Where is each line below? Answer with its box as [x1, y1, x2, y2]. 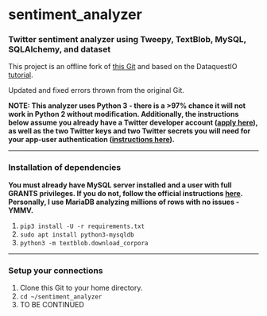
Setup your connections [8, 264, 103, 276]
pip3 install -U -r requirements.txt [19, 222, 145, 230]
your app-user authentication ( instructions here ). [8, 135, 175, 145]
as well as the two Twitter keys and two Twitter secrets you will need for [8, 126, 251, 136]
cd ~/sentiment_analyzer [19, 293, 103, 301]
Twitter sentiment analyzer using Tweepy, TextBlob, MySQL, [8, 34, 246, 45]
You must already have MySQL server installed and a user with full [8, 180, 232, 190]
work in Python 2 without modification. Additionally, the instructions [8, 110, 239, 119]
